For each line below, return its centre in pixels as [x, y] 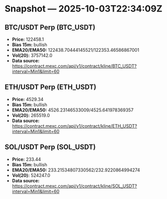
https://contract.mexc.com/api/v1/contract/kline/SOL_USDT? [74, 186]
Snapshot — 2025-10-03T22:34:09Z [83, 9]
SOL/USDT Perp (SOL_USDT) [50, 147]
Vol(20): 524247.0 [31, 175]
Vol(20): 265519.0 [31, 115]
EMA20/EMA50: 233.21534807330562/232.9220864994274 [76, 170]
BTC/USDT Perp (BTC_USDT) [50, 27]
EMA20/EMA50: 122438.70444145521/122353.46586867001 [75, 50]
